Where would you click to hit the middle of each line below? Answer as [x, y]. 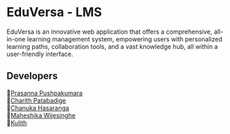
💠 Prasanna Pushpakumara [45, 93]
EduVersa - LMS [54, 12]
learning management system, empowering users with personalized [125, 39]
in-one [16, 39]
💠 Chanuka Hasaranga [38, 108]
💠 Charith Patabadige [36, 100]
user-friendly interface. [40, 54]
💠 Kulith [17, 123]
